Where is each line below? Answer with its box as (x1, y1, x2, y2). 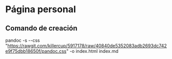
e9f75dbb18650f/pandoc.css (5, 48, 67, 54)
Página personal (5, 4, 76, 15)
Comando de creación (5, 24, 78, 33)
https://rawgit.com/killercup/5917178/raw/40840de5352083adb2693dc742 (7, 43, 167, 49)
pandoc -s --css (5, 37, 40, 43)
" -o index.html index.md (66, 48, 119, 54)
